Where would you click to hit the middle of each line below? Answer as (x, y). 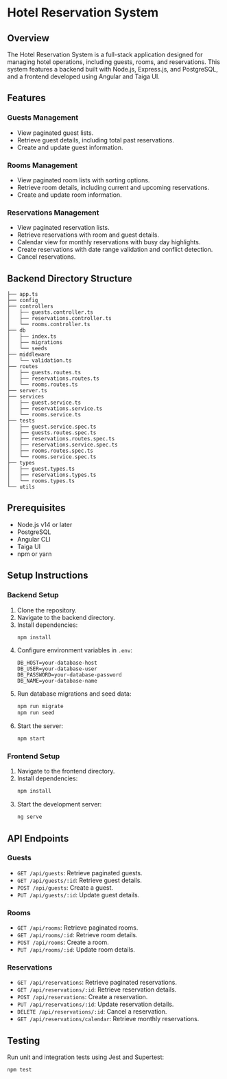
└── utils (21, 487)
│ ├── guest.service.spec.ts (52, 427)
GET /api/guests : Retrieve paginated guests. (80, 873)
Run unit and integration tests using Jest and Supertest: (86, 1057)
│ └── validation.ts (39, 361)
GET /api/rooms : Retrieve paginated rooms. (77, 928)
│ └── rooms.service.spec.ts (52, 457)
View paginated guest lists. (55, 133)
